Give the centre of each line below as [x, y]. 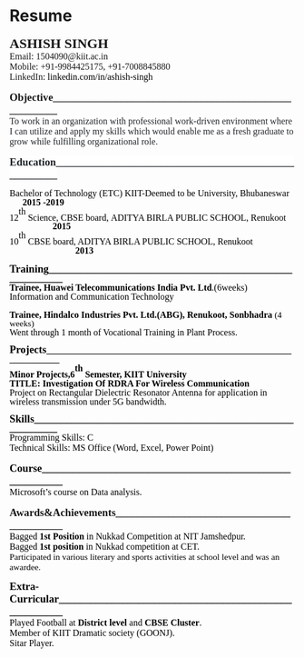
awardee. [25, 567]
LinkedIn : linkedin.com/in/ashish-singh [81, 76]
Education [33, 162]
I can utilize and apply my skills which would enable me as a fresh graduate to [152, 131]
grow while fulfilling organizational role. [84, 141]
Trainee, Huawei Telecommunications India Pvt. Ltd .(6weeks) [128, 287]
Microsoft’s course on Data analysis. [76, 492]
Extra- [24, 586]
